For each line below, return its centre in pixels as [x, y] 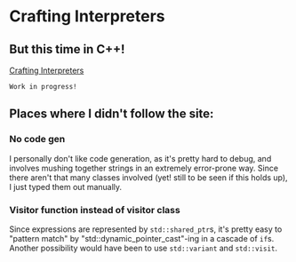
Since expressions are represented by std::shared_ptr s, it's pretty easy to [146, 229]
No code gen [37, 139]
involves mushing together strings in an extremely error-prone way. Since [144, 168]
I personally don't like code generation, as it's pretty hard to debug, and [140, 158]
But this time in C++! [67, 49]
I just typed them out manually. [66, 187]
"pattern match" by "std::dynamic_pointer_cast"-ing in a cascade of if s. [142, 238]
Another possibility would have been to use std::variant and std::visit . [144, 248]
